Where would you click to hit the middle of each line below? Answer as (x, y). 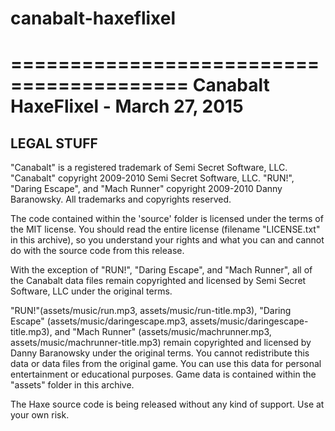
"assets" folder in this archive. (72, 385)
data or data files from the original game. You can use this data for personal (166, 364)
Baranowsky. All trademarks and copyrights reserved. (121, 199)
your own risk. (40, 415)
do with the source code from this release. (97, 251)
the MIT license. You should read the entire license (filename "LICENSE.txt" (165, 229)
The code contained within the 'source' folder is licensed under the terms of (167, 219)
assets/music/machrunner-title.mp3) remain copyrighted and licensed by (161, 343)
